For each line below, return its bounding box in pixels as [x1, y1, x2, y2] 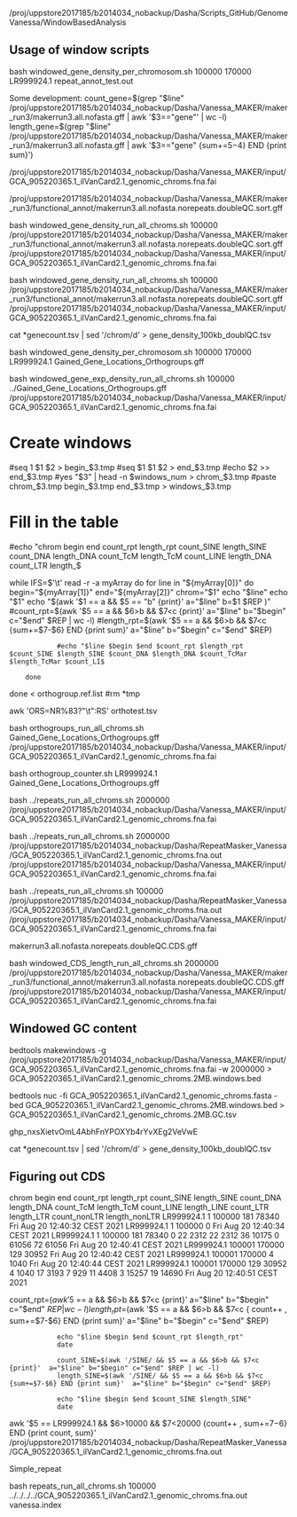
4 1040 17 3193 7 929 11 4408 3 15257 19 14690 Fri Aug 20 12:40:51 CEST [9, 1268, 278, 1278]
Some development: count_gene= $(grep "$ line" [9, 92, 184, 103]
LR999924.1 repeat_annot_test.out [9, 75, 134, 86]
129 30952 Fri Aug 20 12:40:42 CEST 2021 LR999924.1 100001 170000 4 [9, 1249, 275, 1260]
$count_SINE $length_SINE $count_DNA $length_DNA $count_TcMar [9, 649, 248, 658]
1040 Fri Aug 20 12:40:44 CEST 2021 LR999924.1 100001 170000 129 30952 [9, 1259, 288, 1269]
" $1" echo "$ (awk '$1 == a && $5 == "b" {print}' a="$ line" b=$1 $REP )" [9, 596, 271, 607]
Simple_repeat [9, 1464, 62, 1474]
